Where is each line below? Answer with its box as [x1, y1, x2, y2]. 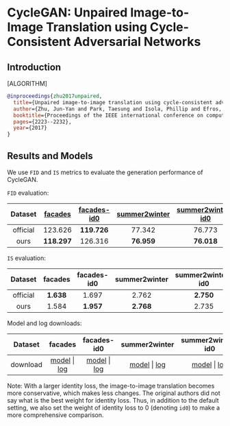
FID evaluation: [7, 189, 49, 197]
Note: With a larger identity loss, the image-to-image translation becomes [7, 381, 215, 390]
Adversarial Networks [73, 34, 201, 49]
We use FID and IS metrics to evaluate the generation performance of [7, 168, 203, 176]
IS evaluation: [7, 254, 47, 262]
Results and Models [7, 150, 94, 162]
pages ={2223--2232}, [13, 118, 72, 125]
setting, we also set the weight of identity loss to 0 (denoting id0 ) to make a [7, 403, 220, 412]
